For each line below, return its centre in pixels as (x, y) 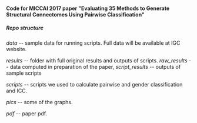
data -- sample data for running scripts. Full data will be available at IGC (93, 43)
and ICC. (17, 91)
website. (16, 49)
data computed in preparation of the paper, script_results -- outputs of (95, 67)
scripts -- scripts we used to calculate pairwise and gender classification (94, 84)
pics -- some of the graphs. (39, 102)
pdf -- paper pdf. (27, 113)
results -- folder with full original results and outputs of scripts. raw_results (97, 60)
